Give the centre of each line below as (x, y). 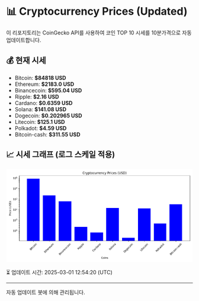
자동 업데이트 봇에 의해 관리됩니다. (46, 292)
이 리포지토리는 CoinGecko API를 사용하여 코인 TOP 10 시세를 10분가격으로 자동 (99, 33)
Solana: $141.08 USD (41, 109)
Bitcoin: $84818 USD (40, 78)
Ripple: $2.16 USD (37, 97)
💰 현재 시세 (26, 61)
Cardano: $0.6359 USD (44, 103)
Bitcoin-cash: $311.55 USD (48, 135)
